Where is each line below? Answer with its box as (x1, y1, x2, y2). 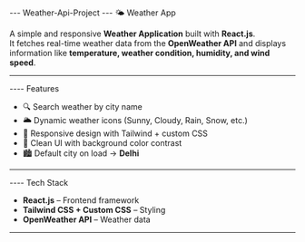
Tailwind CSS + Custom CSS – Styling (22, 205, 166, 215)
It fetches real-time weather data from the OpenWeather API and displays (9, 38, 287, 48)
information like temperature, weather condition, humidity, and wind (9, 48, 271, 58)
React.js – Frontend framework (22, 195, 140, 206)
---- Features (9, 83, 60, 93)
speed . (9, 57, 36, 68)
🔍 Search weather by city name (22, 102, 143, 111)
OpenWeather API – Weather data (22, 214, 152, 225)
